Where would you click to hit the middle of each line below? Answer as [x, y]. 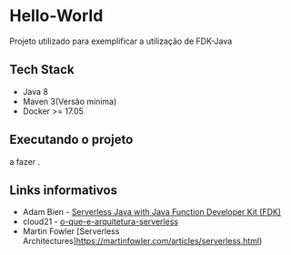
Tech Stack [42, 70]
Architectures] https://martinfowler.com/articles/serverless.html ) [142, 241]
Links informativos [64, 190]
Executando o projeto [71, 140]
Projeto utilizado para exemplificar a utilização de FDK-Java [121, 41]
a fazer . [25, 161]
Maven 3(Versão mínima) [70, 101]
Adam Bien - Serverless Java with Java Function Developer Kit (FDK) [152, 212]
